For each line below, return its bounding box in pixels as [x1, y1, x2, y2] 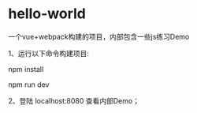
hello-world [8, 5, 87, 23]
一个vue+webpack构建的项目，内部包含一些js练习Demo [8, 32, 190, 41]
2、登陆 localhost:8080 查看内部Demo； [8, 96, 140, 105]
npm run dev [8, 80, 50, 89]
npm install [8, 64, 44, 73]
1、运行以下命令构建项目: [8, 48, 89, 58]
